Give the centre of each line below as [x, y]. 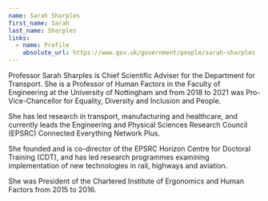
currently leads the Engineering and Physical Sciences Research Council [128, 125]
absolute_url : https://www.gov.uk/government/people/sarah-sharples [139, 53]
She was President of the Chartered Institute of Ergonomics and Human [126, 181]
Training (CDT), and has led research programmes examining [109, 157]
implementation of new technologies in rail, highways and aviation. [118, 166]
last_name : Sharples [43, 30]
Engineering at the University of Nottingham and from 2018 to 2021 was [126, 92]
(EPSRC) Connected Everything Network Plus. [84, 133]
